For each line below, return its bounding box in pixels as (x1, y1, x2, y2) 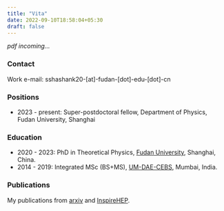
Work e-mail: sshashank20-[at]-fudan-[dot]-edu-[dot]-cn (7, 75, 171, 83)
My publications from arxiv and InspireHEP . (7, 196, 130, 204)
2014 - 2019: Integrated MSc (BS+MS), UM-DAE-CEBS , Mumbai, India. (17, 163, 218, 172)
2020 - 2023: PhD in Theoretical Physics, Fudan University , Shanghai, (17, 148, 216, 156)
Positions (7, 92, 39, 102)
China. (17, 156, 36, 164)
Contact (7, 59, 35, 69)
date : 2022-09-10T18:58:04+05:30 (7, 17, 103, 24)
